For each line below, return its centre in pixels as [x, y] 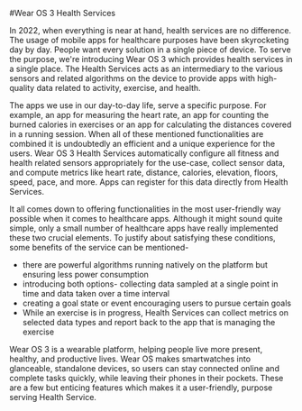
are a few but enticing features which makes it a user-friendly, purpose [141, 388]
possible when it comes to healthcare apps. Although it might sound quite [146, 219]
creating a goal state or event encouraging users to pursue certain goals [156, 303]
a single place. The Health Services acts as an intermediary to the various [146, 68]
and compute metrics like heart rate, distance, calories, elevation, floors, [144, 172]
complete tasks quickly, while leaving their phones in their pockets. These [146, 378]
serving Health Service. [53, 397]
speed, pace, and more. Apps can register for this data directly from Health [149, 182]
